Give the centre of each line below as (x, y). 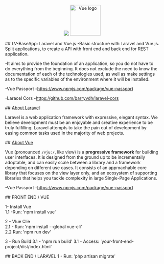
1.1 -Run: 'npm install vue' (31, 212)
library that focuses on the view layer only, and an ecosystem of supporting (81, 173)
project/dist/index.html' (29, 247)
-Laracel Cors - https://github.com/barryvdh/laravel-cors (62, 98)
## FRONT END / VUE (27, 197)
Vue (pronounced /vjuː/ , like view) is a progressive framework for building (82, 152)
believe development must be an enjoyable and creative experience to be (79, 122)
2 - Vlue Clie (18, 221)
